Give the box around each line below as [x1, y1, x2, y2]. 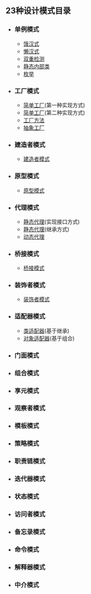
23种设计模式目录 [5, 5, 71, 16]
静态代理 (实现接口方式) [23, 218, 80, 225]
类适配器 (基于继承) [23, 327, 69, 334]
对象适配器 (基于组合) [23, 335, 75, 342]
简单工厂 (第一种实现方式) [23, 101, 85, 108]
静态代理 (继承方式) [23, 225, 69, 233]
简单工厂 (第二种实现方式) [23, 109, 85, 116]
